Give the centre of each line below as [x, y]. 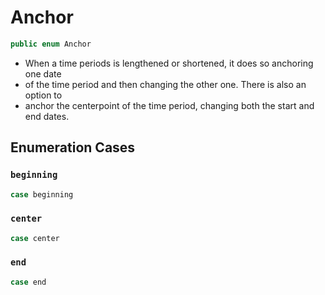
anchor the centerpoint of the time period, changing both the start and [169, 105]
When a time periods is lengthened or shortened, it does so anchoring [169, 63]
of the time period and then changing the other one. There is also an [165, 84]
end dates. [47, 116]
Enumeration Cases [73, 147]
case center [35, 238]
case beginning [42, 194]
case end [28, 282]
